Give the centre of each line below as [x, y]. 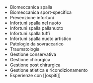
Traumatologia [25, 49]
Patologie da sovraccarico [37, 44]
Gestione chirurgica [30, 60]
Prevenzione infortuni [32, 18]
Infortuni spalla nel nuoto [35, 23]
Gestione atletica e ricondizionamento [49, 70]
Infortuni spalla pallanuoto [37, 28]
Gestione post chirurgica [35, 65]
